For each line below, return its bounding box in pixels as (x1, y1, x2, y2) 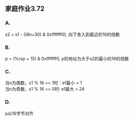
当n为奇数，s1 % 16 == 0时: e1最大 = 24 (5, 86, 85, 92)
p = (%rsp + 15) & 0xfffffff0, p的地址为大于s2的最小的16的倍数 (5, 55, 129, 61)
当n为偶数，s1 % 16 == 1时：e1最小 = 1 (5, 80, 82, 86)
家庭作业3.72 (5, 4, 45, 13)
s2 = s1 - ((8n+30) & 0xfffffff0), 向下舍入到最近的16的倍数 (5, 31, 120, 37)
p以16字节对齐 (5, 110, 34, 116)
